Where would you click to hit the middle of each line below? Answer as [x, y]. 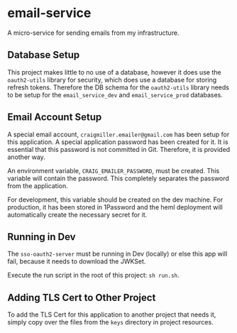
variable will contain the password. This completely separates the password [118, 178]
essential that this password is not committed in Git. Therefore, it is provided [119, 149]
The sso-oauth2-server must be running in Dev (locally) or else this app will [117, 254]
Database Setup [44, 55]
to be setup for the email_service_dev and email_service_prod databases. [115, 94]
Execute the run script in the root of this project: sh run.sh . [93, 275]
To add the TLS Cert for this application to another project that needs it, [112, 315]
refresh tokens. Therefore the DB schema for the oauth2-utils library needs [118, 87]
